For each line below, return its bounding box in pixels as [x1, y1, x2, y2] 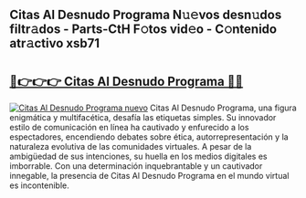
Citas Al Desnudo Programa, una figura [150, 102, 297, 113]
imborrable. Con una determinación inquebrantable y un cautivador [9, 161, 263, 172]
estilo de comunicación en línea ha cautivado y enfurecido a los [9, 122, 249, 132]
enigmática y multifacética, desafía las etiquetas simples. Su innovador [9, 112, 277, 122]
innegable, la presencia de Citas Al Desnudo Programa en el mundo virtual [9, 171, 290, 181]
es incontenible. [9, 180, 70, 191]
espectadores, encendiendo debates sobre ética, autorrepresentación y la [9, 131, 290, 142]
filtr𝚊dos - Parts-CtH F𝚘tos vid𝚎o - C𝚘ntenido [9, 22, 277, 37]
